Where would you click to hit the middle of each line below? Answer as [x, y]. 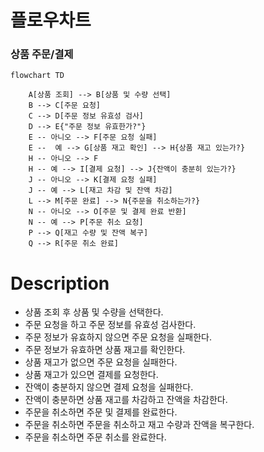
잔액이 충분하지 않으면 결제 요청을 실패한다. [109, 387]
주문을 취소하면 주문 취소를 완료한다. [95, 437]
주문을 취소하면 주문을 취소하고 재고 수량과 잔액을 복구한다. [139, 425]
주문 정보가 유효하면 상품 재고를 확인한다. [105, 350]
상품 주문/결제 [42, 54]
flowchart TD [37, 76]
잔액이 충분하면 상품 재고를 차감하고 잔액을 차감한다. [126, 400]
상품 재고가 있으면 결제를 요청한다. [91, 375]
